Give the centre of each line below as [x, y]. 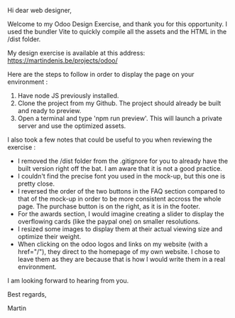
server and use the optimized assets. [72, 126]
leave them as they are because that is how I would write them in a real [121, 259]
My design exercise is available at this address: [76, 53]
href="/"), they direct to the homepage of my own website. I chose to [119, 251]
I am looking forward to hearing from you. [68, 281]
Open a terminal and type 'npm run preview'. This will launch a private [120, 118]
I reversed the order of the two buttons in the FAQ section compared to [121, 191]
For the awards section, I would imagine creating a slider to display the [121, 214]
